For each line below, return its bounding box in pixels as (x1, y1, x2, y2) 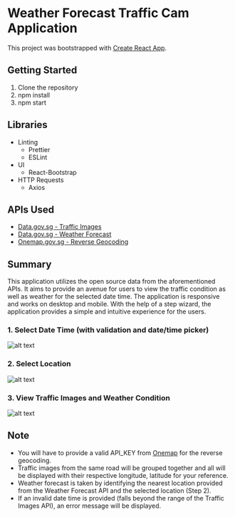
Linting (17, 137, 38, 146)
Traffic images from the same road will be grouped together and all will (17, 464, 226, 472)
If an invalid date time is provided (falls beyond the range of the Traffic (17, 494, 224, 502)
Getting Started (7, 64, 78, 76)
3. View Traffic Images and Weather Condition (7, 393, 171, 403)
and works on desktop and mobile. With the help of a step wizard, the (7, 300, 211, 309)
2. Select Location (7, 359, 71, 369)
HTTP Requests (17, 176, 64, 184)
